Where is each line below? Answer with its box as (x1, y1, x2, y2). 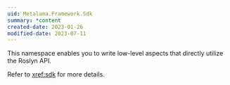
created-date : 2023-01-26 (7, 23, 83, 30)
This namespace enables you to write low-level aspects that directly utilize (7, 49, 224, 58)
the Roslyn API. (7, 57, 51, 65)
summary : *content (7, 17, 61, 24)
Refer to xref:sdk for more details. (7, 70, 106, 79)
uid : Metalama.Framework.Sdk (7, 10, 93, 18)
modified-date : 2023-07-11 (7, 30, 87, 37)
